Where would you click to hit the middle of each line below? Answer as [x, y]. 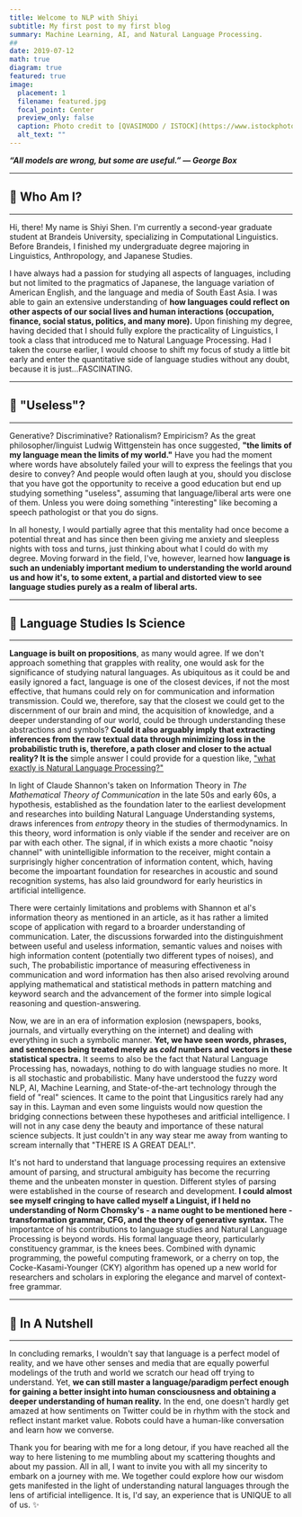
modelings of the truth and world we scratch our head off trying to [132, 1373]
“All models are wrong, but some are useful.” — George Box [123, 160]
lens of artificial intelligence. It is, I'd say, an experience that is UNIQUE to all [151, 1495]
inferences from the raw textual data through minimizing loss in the [138, 739]
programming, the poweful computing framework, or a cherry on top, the [144, 1258]
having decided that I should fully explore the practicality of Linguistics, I [144, 330]
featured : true [38, 76]
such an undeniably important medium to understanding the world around [151, 567]
